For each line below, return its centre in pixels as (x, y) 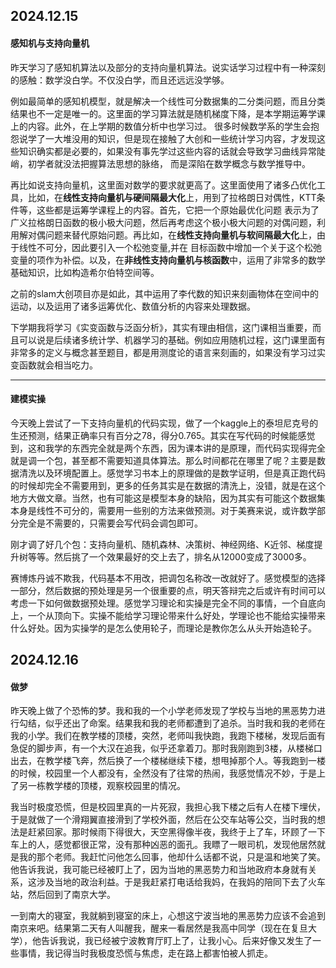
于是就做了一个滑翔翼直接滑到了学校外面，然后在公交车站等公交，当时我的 (163, 820)
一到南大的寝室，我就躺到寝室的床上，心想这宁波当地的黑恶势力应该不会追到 (168, 916)
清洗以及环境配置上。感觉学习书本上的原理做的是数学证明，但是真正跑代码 (172, 473)
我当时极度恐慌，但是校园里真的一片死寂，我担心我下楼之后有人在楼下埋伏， (168, 807)
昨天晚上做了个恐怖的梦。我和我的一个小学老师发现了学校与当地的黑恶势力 (163, 711)
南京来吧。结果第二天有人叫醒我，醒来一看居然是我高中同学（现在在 (150, 928)
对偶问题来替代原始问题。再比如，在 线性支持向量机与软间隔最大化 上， (172, 235)
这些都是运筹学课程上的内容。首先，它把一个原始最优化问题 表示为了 (178, 210)
